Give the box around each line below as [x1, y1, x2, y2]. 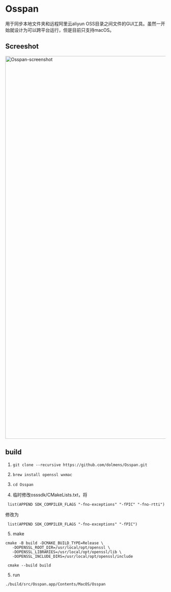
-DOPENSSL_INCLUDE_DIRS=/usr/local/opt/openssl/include [12, 554, 133, 559]
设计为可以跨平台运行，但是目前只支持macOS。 [14, 27, 115, 33]
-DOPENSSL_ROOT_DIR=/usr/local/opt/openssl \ [12, 545, 110, 550]
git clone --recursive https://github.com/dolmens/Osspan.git [12, 462, 148, 467]
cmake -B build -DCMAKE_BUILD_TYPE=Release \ [5, 540, 103, 546]
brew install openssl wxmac [12, 472, 72, 477]
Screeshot [5, 42, 39, 51]
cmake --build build [7, 562, 51, 568]
